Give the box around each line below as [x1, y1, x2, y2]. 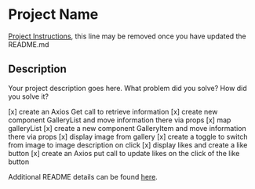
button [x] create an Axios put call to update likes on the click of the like [8, 148, 240, 158]
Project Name [8, 5, 99, 24]
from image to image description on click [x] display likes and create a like [8, 140, 248, 150]
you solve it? [8, 92, 49, 101]
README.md [8, 39, 49, 49]
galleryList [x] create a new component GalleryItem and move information [8, 123, 247, 133]
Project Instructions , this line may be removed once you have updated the [8, 31, 246, 41]
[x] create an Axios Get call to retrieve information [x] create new [8, 107, 218, 116]
